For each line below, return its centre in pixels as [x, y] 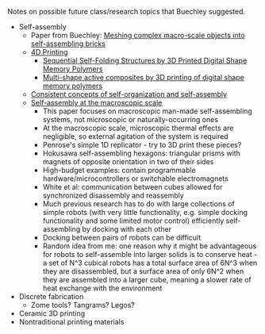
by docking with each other [127, 229]
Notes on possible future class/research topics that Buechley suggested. [127, 12]
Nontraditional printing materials [71, 322]
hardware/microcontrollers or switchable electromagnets [136, 179]
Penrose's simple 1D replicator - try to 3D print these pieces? [142, 145]
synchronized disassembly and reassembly [113, 195]
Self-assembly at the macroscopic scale [96, 103]
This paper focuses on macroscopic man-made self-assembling [148, 111]
